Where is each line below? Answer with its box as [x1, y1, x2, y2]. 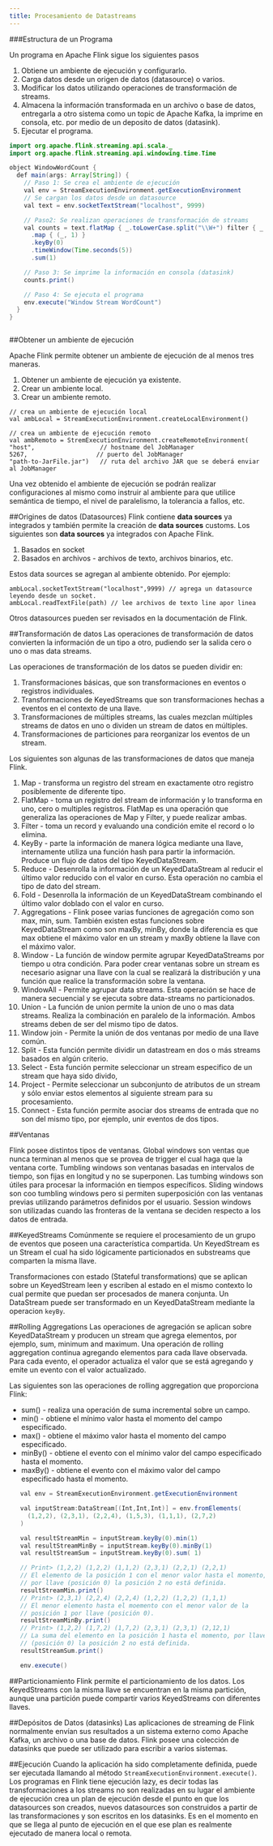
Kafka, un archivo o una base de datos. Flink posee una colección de [9, 1735, 240, 1745]
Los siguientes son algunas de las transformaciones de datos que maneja [9, 753, 254, 763]
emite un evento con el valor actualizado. [9, 1365, 147, 1375]
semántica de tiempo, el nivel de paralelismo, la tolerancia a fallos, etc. [9, 496, 245, 506]
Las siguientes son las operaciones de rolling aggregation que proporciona [9, 1380, 259, 1391]
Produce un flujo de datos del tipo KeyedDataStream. [20, 856, 198, 865]
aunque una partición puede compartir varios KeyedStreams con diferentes [9, 1693, 261, 1703]
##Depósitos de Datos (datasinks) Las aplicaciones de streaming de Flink [9, 1717, 254, 1728]
